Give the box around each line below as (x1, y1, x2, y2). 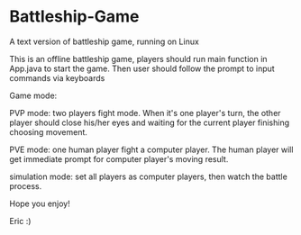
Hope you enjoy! (9, 198, 70, 209)
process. (9, 180, 42, 191)
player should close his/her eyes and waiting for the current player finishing (9, 117, 290, 128)
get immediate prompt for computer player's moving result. (9, 153, 229, 164)
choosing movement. (9, 126, 88, 137)
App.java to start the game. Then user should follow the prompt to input (9, 63, 275, 74)
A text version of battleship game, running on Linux (9, 36, 200, 47)
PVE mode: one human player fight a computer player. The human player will (9, 144, 294, 155)
